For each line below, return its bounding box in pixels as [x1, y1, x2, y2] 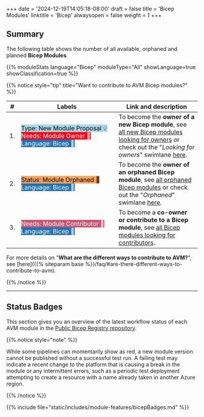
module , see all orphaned [118, 175, 192, 184]
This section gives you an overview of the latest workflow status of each [6, 318, 188, 325]
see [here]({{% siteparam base [6, 260, 84, 267]
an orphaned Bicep [118, 168, 175, 176]
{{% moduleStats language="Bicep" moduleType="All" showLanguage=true [6, 63, 196, 70]
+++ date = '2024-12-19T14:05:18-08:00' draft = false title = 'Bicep [6, 5, 174, 12]
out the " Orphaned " [118, 190, 175, 199]
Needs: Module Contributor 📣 [21, 219, 104, 228]
